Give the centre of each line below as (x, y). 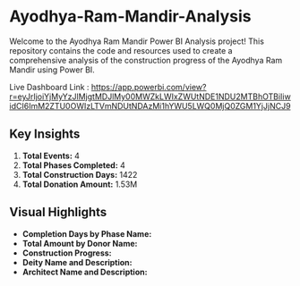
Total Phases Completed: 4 (73, 165)
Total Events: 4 (51, 156)
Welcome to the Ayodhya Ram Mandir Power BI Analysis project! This (137, 41)
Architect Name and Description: (85, 272)
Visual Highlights (58, 212)
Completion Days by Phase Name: (87, 233)
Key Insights (45, 135)
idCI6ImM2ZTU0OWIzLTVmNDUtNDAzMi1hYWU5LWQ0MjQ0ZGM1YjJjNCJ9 (150, 105)
